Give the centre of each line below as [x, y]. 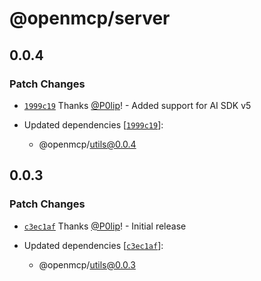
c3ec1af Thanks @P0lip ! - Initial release [105, 226]
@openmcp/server [90, 18]
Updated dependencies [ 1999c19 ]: [93, 124]
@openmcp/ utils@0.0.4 [87, 144]
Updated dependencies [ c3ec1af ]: [93, 245]
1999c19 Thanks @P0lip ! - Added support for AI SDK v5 [137, 105]
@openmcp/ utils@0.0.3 [87, 264]
